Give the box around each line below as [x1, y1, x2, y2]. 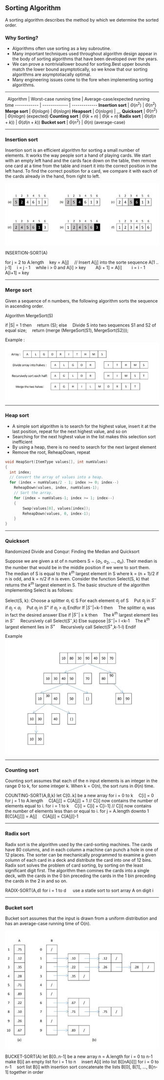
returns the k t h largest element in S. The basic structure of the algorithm [5, 581, 150, 588]
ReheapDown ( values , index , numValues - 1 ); [14, 485, 99, 490]
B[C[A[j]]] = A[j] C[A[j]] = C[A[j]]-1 [5, 813, 79, 819]
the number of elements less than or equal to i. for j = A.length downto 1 [5, 808, 149, 814]
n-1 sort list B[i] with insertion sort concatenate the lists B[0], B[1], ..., [5, 1064, 148, 1070]
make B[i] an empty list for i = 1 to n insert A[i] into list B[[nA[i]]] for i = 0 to [5, 1059, 159, 1065]
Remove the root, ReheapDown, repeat [12, 449, 90, 455]
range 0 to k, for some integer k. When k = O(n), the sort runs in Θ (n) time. [5, 783, 155, 789]
